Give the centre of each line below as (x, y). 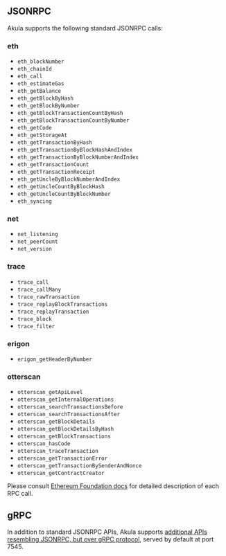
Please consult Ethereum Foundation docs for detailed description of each (113, 486)
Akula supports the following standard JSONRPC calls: (85, 28)
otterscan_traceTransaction (58, 451)
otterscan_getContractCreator (61, 474)
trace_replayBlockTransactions (62, 304)
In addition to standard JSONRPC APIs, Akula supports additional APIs (107, 532)
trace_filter (36, 326)
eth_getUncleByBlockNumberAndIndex (69, 179)
